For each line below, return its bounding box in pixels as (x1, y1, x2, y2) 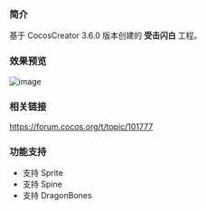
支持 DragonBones (22, 190, 92, 201)
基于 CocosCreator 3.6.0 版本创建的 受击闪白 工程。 (9, 30, 202, 41)
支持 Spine (22, 178, 63, 190)
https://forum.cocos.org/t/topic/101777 (9, 121, 154, 132)
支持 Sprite (22, 168, 63, 178)
